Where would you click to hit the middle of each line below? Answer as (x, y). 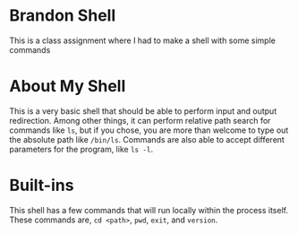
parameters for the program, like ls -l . (81, 149)
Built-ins (42, 186)
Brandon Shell (63, 16)
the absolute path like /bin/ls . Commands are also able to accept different (147, 139)
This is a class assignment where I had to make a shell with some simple (142, 40)
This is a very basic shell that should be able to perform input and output (143, 111)
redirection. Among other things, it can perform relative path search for (140, 120)
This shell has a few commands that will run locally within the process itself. (149, 210)
